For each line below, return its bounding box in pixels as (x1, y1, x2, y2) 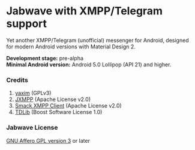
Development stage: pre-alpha (6, 54, 84, 62)
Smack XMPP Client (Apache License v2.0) (14, 102, 122, 109)
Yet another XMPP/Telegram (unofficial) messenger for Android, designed (6, 36, 189, 44)
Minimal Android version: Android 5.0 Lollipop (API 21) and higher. (6, 61, 172, 68)
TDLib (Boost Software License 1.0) (14, 109, 103, 116)
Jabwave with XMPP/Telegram (6, 4, 163, 18)
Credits (6, 76, 28, 84)
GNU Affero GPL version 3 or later (6, 137, 90, 144)
